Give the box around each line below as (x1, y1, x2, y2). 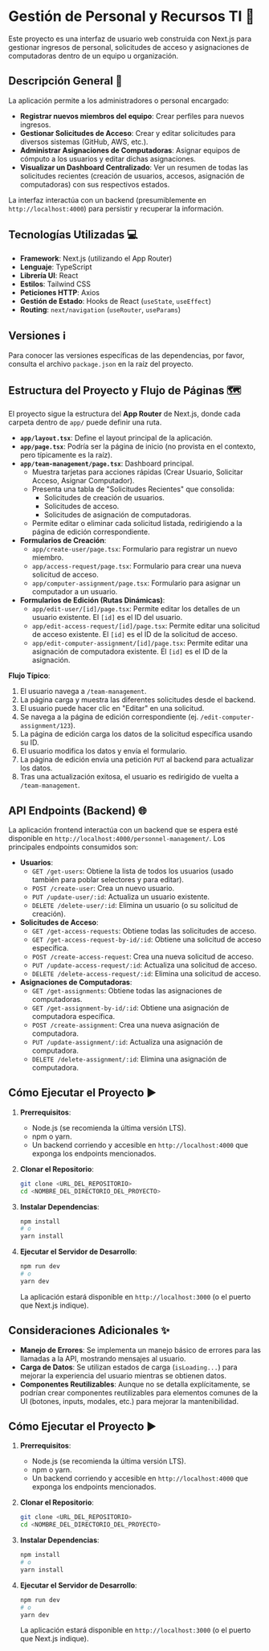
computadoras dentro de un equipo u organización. (8, 51, 179, 60)
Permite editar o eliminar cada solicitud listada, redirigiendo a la (31, 519, 243, 528)
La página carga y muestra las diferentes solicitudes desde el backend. (19, 695, 256, 704)
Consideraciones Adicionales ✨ (8, 1324, 170, 1337)
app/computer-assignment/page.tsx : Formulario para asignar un (31, 578, 241, 588)
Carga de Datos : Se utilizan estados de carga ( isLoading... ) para (19, 1362, 238, 1372)
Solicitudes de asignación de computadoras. (43, 510, 192, 520)
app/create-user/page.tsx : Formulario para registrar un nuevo (31, 544, 238, 554)
